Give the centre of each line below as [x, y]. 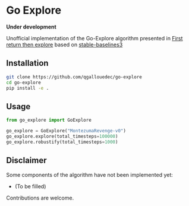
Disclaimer [26, 161]
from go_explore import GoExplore [49, 120]
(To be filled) [30, 186]
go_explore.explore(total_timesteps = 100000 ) [62, 136]
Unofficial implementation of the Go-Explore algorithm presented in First [94, 38]
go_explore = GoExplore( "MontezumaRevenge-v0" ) [66, 131]
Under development [31, 27]
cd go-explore [24, 83]
